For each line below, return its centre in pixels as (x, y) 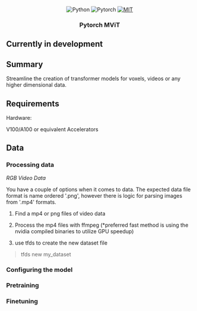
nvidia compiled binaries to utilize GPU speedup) (74, 231)
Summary (25, 64)
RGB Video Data (26, 177)
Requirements (33, 104)
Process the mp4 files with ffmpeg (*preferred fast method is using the (101, 225)
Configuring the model (39, 269)
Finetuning (22, 302)
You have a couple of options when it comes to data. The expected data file (99, 189)
